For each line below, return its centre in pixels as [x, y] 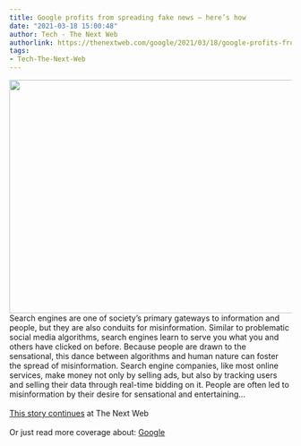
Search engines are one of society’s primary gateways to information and [145, 318]
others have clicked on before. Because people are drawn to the [128, 347]
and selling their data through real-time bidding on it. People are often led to [149, 385]
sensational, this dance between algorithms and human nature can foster [144, 356]
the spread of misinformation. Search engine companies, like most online [144, 365]
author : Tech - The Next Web [64, 34]
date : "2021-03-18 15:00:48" [64, 26]
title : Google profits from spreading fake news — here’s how [128, 17]
